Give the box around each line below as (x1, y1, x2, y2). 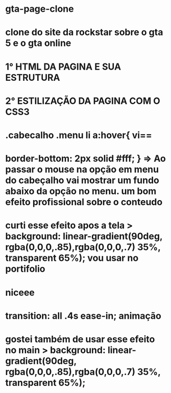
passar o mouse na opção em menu (5, 164, 159, 176)
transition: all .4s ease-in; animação (5, 310, 162, 321)
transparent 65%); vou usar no (5, 252, 139, 264)
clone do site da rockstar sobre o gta (5, 27, 163, 38)
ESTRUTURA (5, 72, 60, 83)
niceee (5, 287, 35, 298)
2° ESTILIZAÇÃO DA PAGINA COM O (5, 95, 161, 106)
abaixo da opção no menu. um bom (5, 185, 157, 197)
